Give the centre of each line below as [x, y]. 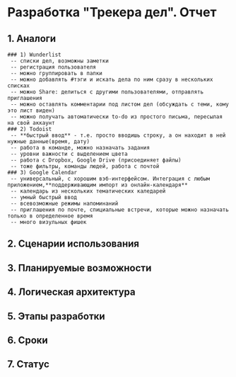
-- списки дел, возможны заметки [60, 61]
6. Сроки [28, 340]
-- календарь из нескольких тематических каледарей [88, 191]
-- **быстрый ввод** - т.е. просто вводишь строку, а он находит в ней [118, 135]
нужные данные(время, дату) [49, 142]
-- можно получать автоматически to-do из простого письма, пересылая [116, 117]
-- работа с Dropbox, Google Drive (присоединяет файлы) [96, 160]
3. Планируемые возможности [79, 268]
